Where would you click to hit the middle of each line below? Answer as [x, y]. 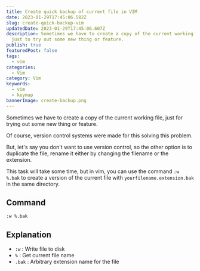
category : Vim [24, 78]
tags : [13, 56]
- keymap [22, 95]
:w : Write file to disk [40, 249]
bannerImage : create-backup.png [46, 100]
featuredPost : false [32, 51]
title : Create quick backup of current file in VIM [72, 12]
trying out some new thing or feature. [52, 124]
